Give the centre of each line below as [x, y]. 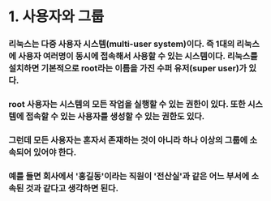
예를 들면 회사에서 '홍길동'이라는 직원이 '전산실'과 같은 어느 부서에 [129, 176]
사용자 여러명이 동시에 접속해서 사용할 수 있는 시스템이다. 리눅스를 [138, 56]
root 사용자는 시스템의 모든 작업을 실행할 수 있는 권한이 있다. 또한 [127, 105]
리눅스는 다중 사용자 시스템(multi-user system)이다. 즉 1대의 [122, 44]
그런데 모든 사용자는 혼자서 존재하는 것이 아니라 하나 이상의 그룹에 [128, 140]
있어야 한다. [55, 152]
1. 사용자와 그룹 [56, 17]
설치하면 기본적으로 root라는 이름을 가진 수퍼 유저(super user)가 [128, 68]
